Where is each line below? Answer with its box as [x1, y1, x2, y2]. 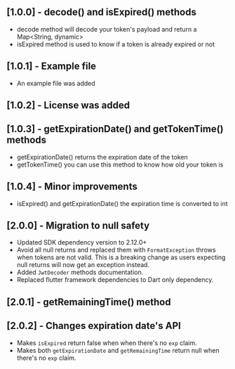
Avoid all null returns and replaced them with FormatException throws [16, 246, 216, 254]
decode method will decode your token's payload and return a [16, 25, 197, 33]
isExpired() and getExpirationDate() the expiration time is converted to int [16, 199, 229, 207]
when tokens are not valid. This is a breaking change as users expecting [16, 253, 226, 261]
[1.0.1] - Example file [6, 60, 96, 72]
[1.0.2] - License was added [6, 99, 130, 112]
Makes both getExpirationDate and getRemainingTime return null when [16, 346, 220, 354]
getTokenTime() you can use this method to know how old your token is [16, 160, 224, 169]
